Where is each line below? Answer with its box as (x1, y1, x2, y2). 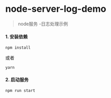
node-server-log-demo (5, 3, 106, 15)
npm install (5, 45, 31, 50)
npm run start (5, 88, 36, 93)
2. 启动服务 (5, 76, 29, 83)
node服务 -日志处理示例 (17, 21, 68, 27)
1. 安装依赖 (5, 33, 28, 40)
